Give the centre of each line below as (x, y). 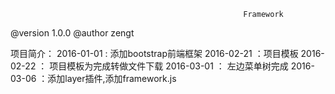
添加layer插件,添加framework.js (112, 78)
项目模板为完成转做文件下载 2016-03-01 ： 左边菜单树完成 (169, 66)
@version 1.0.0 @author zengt (72, 33)
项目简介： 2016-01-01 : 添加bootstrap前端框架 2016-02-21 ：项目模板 (154, 53)
